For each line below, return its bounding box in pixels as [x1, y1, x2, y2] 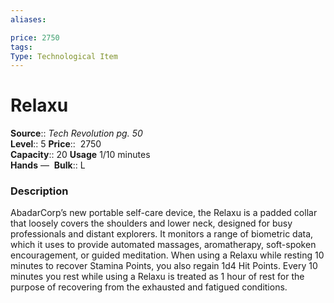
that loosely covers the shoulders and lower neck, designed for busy [10, 217, 293, 230]
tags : [10, 42, 33, 52]
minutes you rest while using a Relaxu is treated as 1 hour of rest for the [10, 271, 305, 283]
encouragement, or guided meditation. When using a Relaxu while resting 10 [10, 249, 325, 261]
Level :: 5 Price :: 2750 [10, 138, 102, 150]
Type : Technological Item [10, 51, 118, 61]
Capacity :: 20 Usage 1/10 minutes [10, 149, 151, 161]
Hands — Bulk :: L [10, 159, 86, 171]
